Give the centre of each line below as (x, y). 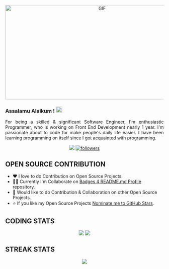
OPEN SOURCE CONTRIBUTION (55, 164)
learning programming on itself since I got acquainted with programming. (81, 138)
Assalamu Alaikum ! (30, 111)
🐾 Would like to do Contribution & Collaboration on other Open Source (85, 192)
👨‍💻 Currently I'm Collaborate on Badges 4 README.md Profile (77, 182)
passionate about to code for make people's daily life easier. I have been (84, 133)
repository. (24, 187)
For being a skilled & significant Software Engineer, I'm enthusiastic (84, 122)
